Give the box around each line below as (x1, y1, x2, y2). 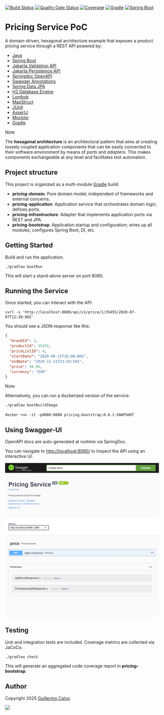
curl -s (5, 310, 21, 315)
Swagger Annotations (12, 78, 56, 84)
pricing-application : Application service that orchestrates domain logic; (12, 201, 157, 207)
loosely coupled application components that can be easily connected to (5, 144, 151, 150)
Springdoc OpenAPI (12, 73, 52, 79)
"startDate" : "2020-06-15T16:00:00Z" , (9, 354, 89, 358)
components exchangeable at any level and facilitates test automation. (5, 154, 147, 160)
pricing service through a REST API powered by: (5, 43, 102, 49)
